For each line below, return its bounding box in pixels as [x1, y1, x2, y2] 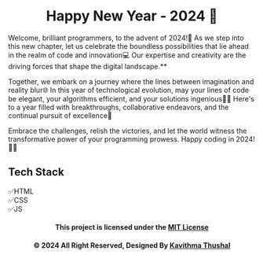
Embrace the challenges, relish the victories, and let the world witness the [8, 126, 247, 135]
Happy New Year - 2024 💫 [46, 7, 218, 25]
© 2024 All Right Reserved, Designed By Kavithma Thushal [33, 240, 231, 250]
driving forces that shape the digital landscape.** [8, 61, 167, 71]
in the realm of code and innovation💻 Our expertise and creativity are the [8, 50, 247, 60]
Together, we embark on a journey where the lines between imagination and [8, 76, 254, 86]
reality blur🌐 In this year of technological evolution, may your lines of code [8, 85, 250, 94]
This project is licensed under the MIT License [54, 223, 210, 232]
